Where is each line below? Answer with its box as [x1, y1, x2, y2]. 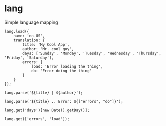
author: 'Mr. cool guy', [22, 46, 74, 51]
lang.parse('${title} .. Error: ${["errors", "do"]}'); [4, 99, 123, 104]
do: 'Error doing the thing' [31, 68, 92, 73]
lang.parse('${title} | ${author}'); [4, 90, 83, 95]
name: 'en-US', [13, 33, 45, 38]
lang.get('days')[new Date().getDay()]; [4, 108, 90, 113]
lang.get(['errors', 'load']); [4, 116, 70, 121]
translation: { [13, 38, 45, 43]
